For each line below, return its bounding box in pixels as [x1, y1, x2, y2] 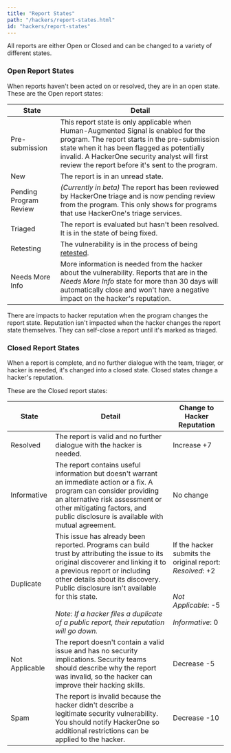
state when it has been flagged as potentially [60, 142, 205, 152]
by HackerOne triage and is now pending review [60, 191, 216, 200]
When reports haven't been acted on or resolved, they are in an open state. [7, 82, 220, 90]
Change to [179, 403, 214, 412]
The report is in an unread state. [60, 171, 164, 181]
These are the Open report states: [7, 89, 103, 97]
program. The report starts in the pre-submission [60, 134, 220, 144]
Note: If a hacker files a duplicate [54, 608, 163, 618]
